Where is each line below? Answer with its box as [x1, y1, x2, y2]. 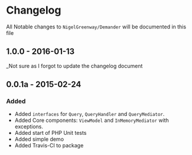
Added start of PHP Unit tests [14, 130, 87, 137]
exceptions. [14, 123, 43, 130]
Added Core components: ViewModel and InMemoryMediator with [14, 117, 170, 124]
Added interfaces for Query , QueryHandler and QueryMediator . [14, 111, 165, 118]
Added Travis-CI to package [14, 142, 84, 149]
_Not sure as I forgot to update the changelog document [6, 62, 143, 69]
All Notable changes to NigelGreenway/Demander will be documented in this [6, 23, 187, 30]
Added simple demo [14, 135, 64, 143]
